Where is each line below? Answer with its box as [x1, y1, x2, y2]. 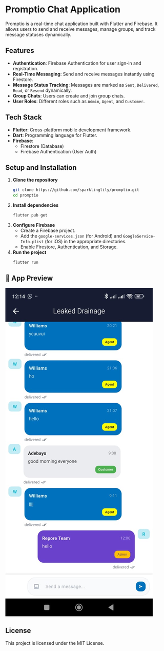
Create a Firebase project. [20, 227, 76, 233]
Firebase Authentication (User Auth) [20, 148, 97, 154]
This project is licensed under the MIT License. [5, 640, 105, 646]
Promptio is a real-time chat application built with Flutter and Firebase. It [5, 21, 158, 27]
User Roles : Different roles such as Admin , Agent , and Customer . [12, 98, 145, 104]
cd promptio [12, 193, 38, 198]
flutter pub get [12, 213, 48, 218]
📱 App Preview [5, 274, 53, 283]
